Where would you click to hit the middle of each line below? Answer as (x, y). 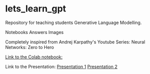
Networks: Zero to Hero (30, 47)
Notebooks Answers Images (34, 32)
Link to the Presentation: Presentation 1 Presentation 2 (61, 66)
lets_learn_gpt (36, 9)
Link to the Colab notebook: (34, 57)
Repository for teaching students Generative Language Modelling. (73, 22)
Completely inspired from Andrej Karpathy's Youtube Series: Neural (75, 42)
